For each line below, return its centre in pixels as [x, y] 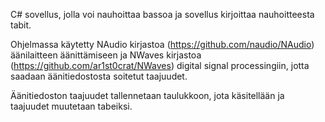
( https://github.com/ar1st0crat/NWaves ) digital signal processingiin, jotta [160, 65]
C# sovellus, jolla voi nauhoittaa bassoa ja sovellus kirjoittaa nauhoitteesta [162, 14]
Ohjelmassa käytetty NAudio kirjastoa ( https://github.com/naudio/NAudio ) [162, 44]
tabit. [21, 25]
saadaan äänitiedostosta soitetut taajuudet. [99, 76]
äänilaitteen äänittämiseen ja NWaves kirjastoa [106, 55]
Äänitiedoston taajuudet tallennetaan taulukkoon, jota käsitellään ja [147, 95]
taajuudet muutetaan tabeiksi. [71, 106]
